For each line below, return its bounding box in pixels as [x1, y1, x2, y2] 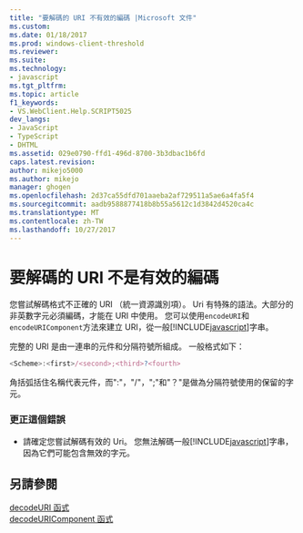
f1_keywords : [9, 97, 59, 108]
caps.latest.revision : [9, 157, 96, 167]
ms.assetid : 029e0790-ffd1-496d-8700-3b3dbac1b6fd [9, 149, 206, 158]
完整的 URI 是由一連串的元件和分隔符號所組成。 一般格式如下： [9, 341, 245, 352]
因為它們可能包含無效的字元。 [22, 447, 135, 458]
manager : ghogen [9, 183, 71, 192]
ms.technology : [9, 65, 67, 74]
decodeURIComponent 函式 [9, 514, 114, 525]
